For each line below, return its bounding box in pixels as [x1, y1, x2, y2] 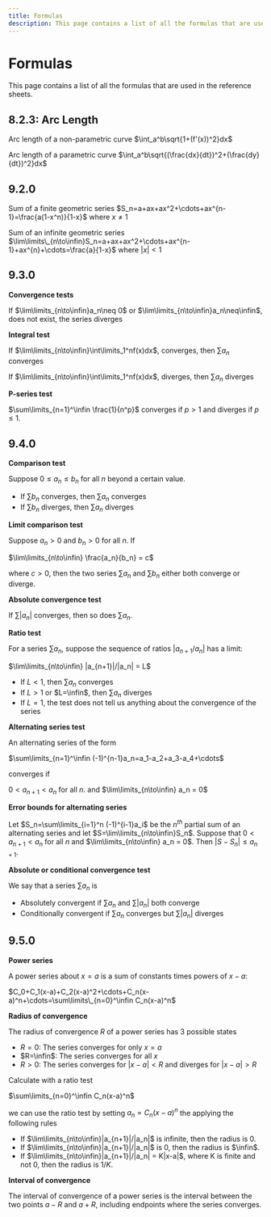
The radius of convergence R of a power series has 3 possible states [8, 1026, 237, 1036]
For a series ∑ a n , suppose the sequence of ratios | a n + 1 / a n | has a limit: [8, 644, 244, 655]
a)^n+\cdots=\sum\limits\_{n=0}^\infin [8, 995, 134, 1005]
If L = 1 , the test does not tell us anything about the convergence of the [19, 698, 256, 708]
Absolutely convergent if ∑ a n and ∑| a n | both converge [19, 898, 200, 910]
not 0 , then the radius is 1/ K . [19, 1160, 114, 1169]
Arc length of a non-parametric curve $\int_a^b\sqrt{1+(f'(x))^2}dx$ [8, 134, 233, 144]
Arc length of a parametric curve [8, 150, 117, 160]
